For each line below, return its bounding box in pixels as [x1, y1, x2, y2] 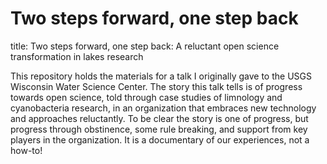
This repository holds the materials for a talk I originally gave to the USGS [10, 70, 312, 82]
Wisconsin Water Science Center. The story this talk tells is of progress [10, 80, 303, 92]
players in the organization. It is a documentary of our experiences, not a [10, 133, 310, 146]
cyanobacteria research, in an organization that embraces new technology [10, 102, 317, 114]
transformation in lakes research [10, 50, 144, 62]
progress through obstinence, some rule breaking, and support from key [10, 123, 308, 135]
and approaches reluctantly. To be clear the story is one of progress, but [10, 112, 309, 124]
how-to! [10, 144, 43, 156]
